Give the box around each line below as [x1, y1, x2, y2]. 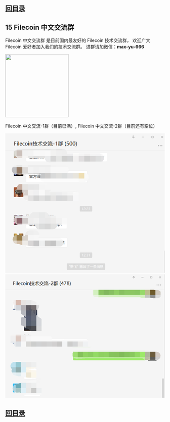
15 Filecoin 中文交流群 [5, 23, 74, 31]
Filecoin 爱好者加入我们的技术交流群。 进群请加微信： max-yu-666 [5, 44, 144, 50]
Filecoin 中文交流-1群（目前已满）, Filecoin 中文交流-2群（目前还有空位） [5, 123, 158, 129]
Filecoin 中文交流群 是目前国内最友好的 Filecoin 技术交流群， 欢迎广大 [5, 37, 151, 43]
